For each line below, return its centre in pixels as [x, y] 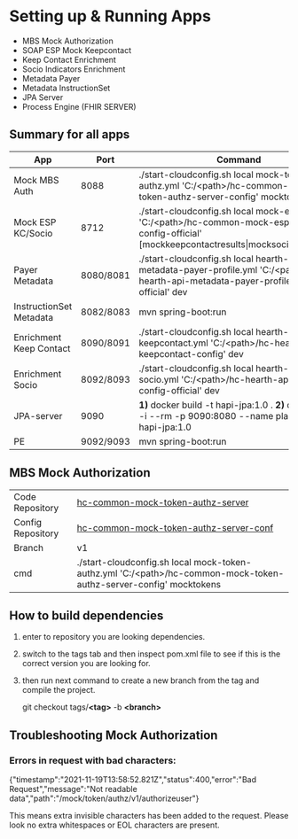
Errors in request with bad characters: [93, 760]
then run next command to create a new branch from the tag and [141, 680]
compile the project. [59, 690]
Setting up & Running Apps [110, 16]
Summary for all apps [70, 135]
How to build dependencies [86, 615]
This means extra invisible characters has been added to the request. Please [149, 816]
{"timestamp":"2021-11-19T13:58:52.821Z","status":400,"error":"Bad [133, 780]
